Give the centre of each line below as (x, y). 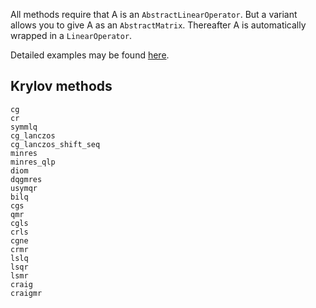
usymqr (24, 188)
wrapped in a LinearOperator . (71, 35)
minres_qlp (33, 162)
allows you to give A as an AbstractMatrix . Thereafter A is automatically (158, 25)
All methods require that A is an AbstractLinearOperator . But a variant (154, 14)
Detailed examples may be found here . (90, 55)
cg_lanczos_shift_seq (55, 144)
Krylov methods (61, 86)
